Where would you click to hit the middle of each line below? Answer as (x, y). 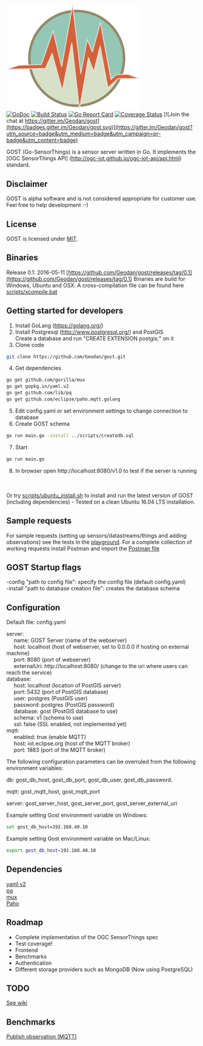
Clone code (29, 345)
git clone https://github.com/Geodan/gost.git (66, 357)
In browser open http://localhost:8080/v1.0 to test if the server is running (106, 471)
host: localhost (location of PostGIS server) (67, 686)
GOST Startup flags (44, 567)
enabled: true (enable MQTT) (50, 737)
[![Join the (176, 115)
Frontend (26, 950)
